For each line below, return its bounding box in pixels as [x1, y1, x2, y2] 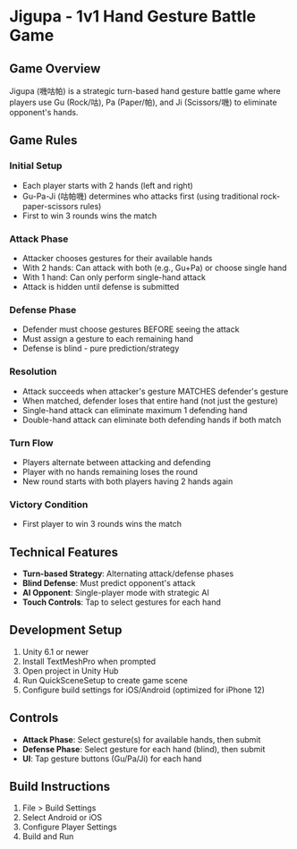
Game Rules [9, 132, 78, 149]
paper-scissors [21, 200, 79, 211]
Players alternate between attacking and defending [21, 456, 211, 467]
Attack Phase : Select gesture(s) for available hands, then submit [21, 734, 261, 744]
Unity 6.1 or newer [21, 646, 89, 657]
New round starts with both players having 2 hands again [21, 476, 233, 487]
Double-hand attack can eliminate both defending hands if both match [21, 414, 282, 425]
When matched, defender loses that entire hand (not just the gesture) [21, 395, 279, 406]
